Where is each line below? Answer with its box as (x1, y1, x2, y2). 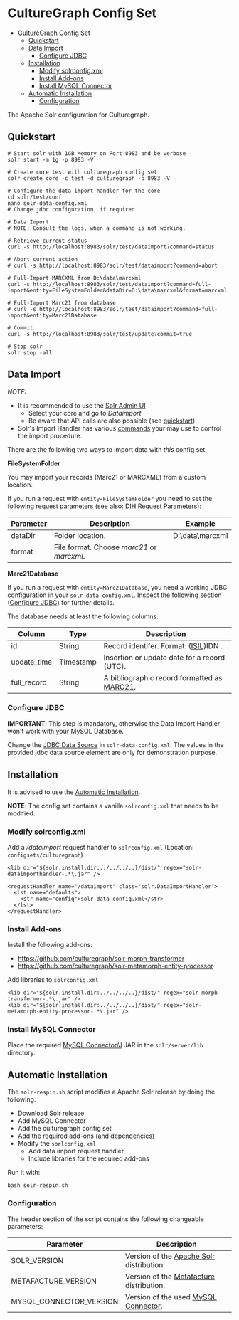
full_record (11, 677, 48, 687)
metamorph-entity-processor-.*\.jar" (7, 1008, 119, 1015)
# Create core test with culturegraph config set (7, 169, 158, 176)
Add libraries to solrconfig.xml (7, 976, 99, 984)
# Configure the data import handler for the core (7, 187, 161, 194)
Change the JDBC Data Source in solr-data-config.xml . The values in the (7, 740, 224, 749)
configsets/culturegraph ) (7, 850, 83, 859)
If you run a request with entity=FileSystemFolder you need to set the (7, 494, 213, 502)
